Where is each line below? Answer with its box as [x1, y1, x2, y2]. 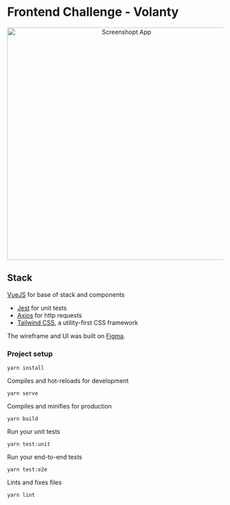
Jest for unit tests [16, 304, 67, 312]
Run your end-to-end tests [7, 453, 82, 462]
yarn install [7, 364, 45, 372]
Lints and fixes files [7, 478, 62, 486]
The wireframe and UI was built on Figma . [7, 331, 126, 340]
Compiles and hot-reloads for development [7, 377, 129, 385]
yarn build [7, 415, 38, 422]
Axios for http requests [16, 311, 82, 319]
